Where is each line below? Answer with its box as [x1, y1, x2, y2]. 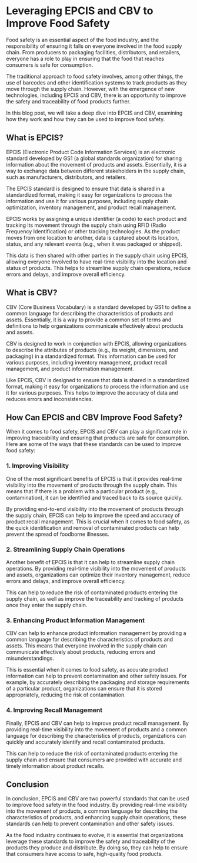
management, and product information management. [6, 365, 134, 372]
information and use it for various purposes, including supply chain [6, 197, 169, 204]
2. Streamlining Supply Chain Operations [6, 545, 125, 553]
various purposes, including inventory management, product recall [6, 359, 168, 366]
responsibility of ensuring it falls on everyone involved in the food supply [6, 43, 182, 50]
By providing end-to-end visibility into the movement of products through [6, 505, 184, 512]
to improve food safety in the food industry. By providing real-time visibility [6, 802, 188, 809]
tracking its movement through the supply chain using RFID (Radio [6, 222, 166, 229]
